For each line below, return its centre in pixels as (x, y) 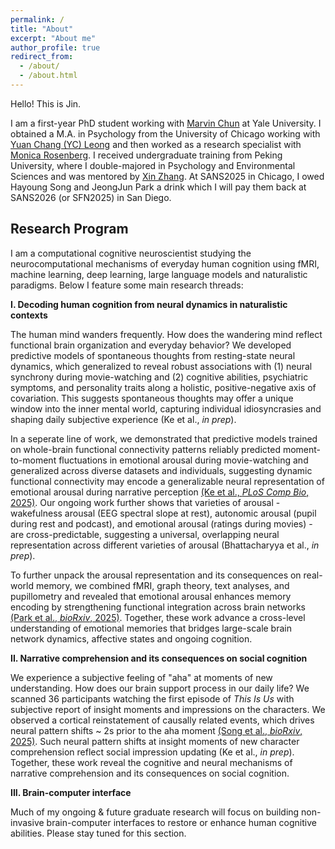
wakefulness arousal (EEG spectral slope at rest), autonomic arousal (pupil (163, 513)
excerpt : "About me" (53, 38)
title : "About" (42, 29)
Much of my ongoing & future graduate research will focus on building (155, 812)
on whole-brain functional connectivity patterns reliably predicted (146, 449)
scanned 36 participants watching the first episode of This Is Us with (152, 698)
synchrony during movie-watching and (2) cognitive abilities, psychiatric (159, 377)
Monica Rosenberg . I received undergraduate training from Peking (146, 155)
